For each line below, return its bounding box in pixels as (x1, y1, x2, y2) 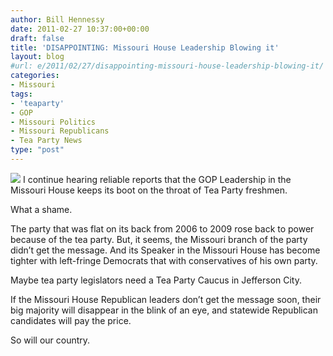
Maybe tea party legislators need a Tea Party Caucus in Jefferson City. (10, 274, 302, 286)
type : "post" (10, 145, 65, 155)
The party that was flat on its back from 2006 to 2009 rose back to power (10, 222, 315, 235)
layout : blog (10, 52, 65, 62)
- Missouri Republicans (10, 126, 110, 136)
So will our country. (10, 334, 91, 346)
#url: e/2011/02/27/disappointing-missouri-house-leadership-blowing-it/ (10, 61, 325, 71)
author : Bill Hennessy (10, 14, 105, 25)
